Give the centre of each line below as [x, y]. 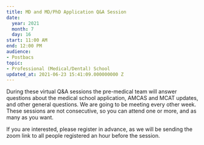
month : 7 [23, 29]
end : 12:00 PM [24, 46]
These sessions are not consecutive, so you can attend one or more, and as [101, 111]
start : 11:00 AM [27, 40]
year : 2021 [26, 23]
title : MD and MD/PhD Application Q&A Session [66, 12]
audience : [19, 52]
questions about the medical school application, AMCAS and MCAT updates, [102, 98]
